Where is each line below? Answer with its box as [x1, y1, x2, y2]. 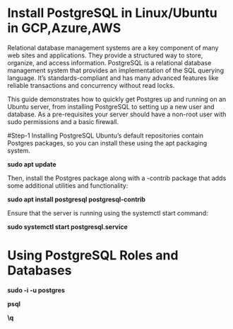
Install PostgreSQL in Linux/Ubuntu [7, 5, 217, 21]
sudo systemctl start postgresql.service [7, 222, 129, 231]
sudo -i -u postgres [7, 286, 66, 294]
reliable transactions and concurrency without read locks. [7, 81, 175, 89]
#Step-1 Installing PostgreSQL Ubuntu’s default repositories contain [7, 131, 203, 140]
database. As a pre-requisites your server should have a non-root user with [7, 110, 227, 118]
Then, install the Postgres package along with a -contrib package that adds [7, 174, 227, 182]
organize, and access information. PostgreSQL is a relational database [7, 58, 212, 67]
